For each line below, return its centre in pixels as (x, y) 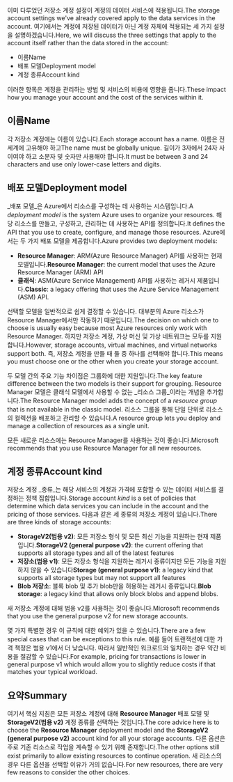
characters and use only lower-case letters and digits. (85, 164)
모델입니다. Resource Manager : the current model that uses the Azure (116, 264)
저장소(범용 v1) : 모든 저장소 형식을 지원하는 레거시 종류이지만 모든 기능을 (115, 561)
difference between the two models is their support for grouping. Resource (114, 383)
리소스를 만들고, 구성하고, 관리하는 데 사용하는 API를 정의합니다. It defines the (120, 223)
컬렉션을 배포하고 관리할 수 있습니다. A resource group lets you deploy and (118, 418)
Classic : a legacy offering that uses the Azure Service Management (122, 289)
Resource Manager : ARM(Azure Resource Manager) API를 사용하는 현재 (120, 256)
